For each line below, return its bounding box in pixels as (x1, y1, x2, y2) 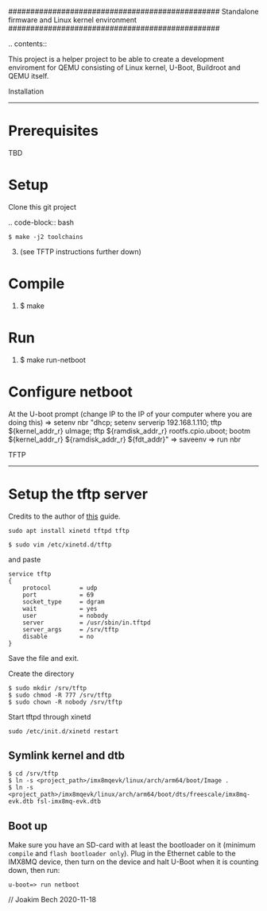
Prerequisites (8, 122, 99, 140)
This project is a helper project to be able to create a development (8, 55, 225, 64)
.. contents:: (8, 39, 48, 48)
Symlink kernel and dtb (8, 749, 126, 762)
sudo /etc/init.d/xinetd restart (8, 727, 119, 735)
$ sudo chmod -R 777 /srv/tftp (8, 691, 112, 699)
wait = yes (22, 604, 98, 612)
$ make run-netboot (19, 355, 86, 365)
